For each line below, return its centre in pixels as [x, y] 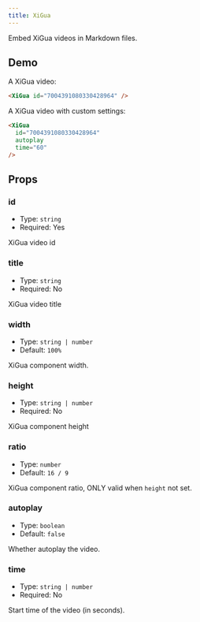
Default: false [42, 534]
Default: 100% [40, 350]
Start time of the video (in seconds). [67, 610]
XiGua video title [35, 304]
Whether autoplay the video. [54, 549]
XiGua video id [32, 243]
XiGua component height [48, 426]
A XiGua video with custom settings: [67, 111]
